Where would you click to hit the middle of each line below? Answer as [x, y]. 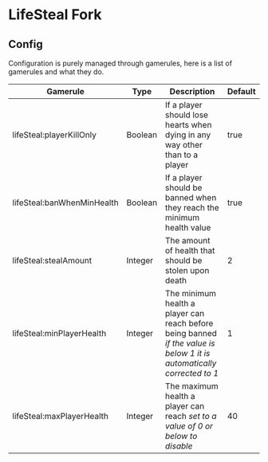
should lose [187, 115]
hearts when [188, 125]
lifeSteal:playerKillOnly [55, 135]
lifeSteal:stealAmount [52, 261]
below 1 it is [187, 353]
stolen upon [187, 270]
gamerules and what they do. [56, 72]
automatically [191, 363]
